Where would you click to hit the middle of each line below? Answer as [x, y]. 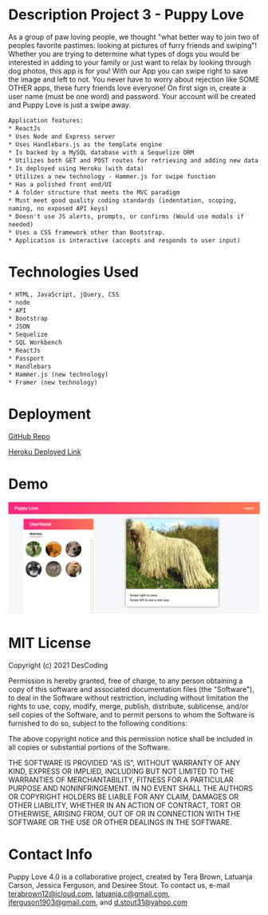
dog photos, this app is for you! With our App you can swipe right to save [128, 70]
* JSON [19, 326]
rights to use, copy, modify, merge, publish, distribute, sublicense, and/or [128, 706]
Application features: [46, 120]
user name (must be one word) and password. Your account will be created [132, 96]
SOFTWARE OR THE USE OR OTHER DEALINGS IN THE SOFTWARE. [120, 822]
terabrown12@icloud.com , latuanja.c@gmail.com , [89, 894]
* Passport [26, 358]
